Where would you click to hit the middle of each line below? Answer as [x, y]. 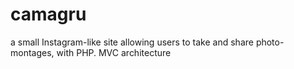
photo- [270, 42]
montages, [32, 52]
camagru [48, 14]
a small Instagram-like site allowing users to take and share [132, 42]
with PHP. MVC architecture [114, 52]
